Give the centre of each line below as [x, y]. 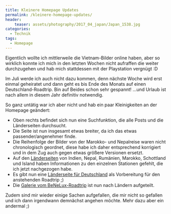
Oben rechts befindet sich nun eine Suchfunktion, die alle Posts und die [88, 120]
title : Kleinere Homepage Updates [42, 10]
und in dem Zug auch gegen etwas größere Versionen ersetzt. [78, 152]
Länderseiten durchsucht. [40, 125]
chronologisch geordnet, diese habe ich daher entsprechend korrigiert [87, 147]
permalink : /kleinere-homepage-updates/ [49, 15]
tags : [11, 39]
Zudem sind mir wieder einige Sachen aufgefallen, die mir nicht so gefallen [84, 195]
